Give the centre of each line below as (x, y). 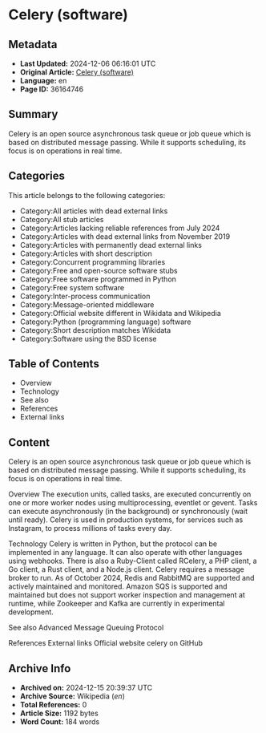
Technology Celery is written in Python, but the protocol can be (113, 544)
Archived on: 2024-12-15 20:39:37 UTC (86, 688)
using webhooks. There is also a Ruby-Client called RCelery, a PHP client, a (133, 561)
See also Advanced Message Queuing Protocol (86, 628)
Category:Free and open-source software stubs (99, 270)
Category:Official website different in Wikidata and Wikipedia (121, 313)
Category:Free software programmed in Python (98, 279)
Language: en (43, 81)
